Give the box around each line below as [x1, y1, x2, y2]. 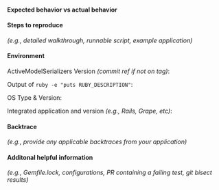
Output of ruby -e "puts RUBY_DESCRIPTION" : [7, 81, 133, 88]
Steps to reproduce [7, 21, 63, 29]
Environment [7, 52, 45, 60]
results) [7, 176, 29, 184]
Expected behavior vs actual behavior [7, 5, 118, 14]
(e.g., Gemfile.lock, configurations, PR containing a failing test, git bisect [7, 168, 213, 177]
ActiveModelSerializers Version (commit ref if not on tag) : [7, 67, 170, 75]
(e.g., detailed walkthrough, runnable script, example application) [7, 36, 193, 44]
